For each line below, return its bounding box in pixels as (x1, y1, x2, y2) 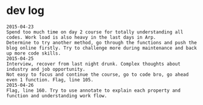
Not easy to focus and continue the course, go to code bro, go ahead (6, 71, 189, 78)
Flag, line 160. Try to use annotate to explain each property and (6, 87, 181, 93)
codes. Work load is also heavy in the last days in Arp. (6, 34, 156, 40)
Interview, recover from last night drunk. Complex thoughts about (6, 61, 181, 67)
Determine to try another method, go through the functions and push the (6, 39, 198, 46)
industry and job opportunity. (6, 66, 86, 72)
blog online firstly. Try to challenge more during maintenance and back (6, 45, 198, 51)
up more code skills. (6, 50, 61, 56)
